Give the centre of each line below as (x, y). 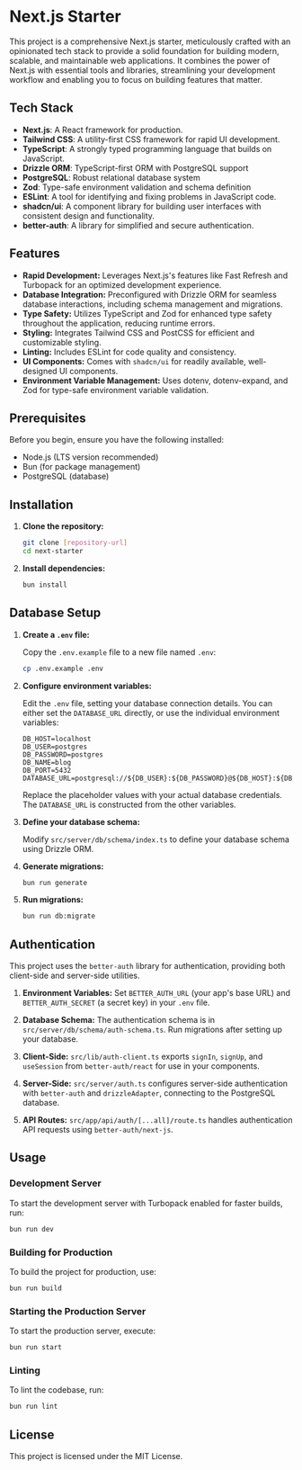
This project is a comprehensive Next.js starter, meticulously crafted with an (150, 41)
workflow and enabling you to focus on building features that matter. (136, 79)
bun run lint (34, 1407)
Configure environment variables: (87, 686)
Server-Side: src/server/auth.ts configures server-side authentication (155, 1084)
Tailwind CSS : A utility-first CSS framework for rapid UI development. (151, 139)
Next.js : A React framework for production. (102, 130)
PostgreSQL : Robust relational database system (111, 177)
